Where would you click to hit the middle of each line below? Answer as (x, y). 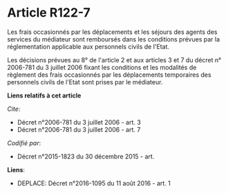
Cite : (14, 109)
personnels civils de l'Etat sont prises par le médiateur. (85, 82)
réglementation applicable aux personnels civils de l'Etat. (88, 46)
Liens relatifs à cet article (44, 95)
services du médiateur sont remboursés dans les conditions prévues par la (114, 39)
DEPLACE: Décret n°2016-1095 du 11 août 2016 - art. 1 (94, 183)
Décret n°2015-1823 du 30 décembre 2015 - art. (86, 156)
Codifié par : (24, 143)
